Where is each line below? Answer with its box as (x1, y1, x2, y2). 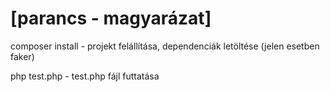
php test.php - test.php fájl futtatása (10, 70, 160, 82)
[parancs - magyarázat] (10, 7, 212, 30)
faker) (10, 50, 35, 62)
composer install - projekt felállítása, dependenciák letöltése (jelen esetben (10, 40, 320, 52)
